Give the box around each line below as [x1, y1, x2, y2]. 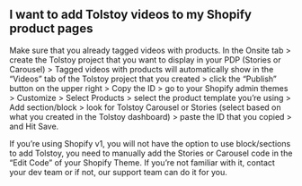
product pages [9, 21, 93, 37]
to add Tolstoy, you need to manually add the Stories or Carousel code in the [9, 148, 293, 158]
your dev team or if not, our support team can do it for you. [9, 166, 227, 177]
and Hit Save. [9, 121, 59, 131]
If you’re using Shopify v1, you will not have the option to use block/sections [9, 138, 291, 148]
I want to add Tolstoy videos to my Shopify [9, 7, 252, 22]
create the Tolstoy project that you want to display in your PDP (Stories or [9, 54, 281, 65]
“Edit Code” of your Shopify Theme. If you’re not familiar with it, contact [9, 156, 276, 168]
